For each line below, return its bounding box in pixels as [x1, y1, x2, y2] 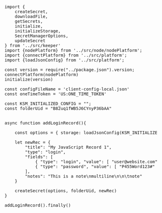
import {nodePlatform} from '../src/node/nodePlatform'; [4, 48, 143, 53]
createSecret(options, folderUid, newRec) [15, 188, 117, 193]
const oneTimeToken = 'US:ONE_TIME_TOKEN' [4, 91, 107, 96]
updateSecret [15, 38, 45, 43]
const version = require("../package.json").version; [4, 67, 135, 72]
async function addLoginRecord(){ [4, 121, 87, 125]
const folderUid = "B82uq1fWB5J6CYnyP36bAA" [4, 106, 112, 111]
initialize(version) [4, 77, 54, 82]
